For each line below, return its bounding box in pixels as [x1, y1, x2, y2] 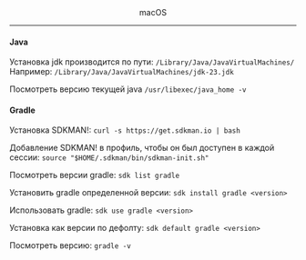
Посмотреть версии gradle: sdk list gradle [9, 170, 180, 181]
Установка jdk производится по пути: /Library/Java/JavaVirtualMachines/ [9, 56, 295, 67]
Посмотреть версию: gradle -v [9, 240, 132, 251]
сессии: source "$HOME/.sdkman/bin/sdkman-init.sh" [9, 152, 209, 163]
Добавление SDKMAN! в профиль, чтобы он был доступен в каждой [9, 143, 275, 154]
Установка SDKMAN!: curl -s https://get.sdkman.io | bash [9, 125, 241, 135]
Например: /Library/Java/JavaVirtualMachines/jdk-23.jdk [9, 66, 234, 77]
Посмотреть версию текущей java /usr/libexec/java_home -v [9, 84, 248, 95]
